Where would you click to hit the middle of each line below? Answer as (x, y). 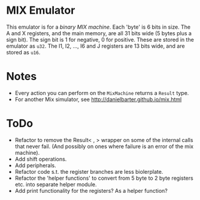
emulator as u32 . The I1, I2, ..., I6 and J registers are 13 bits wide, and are (96, 46)
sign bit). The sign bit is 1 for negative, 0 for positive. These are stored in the (100, 39)
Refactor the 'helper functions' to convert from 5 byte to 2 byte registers (104, 178)
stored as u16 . (23, 52)
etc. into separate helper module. (56, 184)
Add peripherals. (36, 165)
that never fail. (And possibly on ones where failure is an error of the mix (104, 146)
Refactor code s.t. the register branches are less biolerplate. (89, 171)
